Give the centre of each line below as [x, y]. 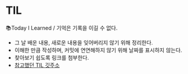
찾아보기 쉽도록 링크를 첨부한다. [51, 57]
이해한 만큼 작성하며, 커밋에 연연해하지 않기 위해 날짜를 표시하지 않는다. [98, 50]
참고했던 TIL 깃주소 [37, 65]
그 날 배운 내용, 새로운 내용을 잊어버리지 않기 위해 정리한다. [84, 42]
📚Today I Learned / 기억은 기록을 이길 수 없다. [62, 28]
